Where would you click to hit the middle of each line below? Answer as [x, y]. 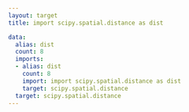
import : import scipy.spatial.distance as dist [102, 81]
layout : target [33, 15]
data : [17, 37]
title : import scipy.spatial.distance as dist [86, 23]
